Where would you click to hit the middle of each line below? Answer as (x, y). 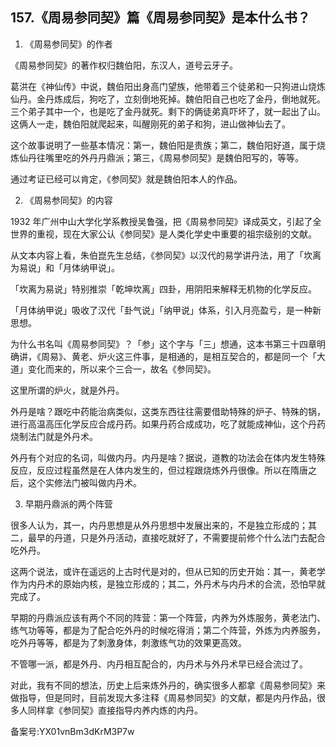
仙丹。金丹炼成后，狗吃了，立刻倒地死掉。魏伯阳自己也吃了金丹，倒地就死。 (168, 99)
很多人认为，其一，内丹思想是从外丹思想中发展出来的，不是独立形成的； (159, 525)
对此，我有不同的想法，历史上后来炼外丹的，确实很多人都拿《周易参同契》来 (168, 685)
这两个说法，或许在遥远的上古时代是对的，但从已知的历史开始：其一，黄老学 (168, 571)
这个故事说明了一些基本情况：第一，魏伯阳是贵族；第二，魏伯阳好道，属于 (163, 145)
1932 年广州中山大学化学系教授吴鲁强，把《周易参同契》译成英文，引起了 (161, 221)
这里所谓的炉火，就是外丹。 (67, 390)
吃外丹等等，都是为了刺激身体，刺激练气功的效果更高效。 (128, 642)
